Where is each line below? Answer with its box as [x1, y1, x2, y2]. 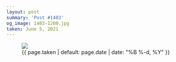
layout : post [6, 9, 40, 15]
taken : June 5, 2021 [6, 26, 59, 32]
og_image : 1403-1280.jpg [6, 20, 70, 26]
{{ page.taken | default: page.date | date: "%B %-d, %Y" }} [21, 49, 170, 56]
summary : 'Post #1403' [6, 15, 64, 21]
